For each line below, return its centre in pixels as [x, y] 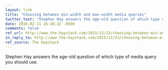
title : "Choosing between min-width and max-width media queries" [76, 14]
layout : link [19, 10]
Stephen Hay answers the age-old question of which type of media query [81, 56]
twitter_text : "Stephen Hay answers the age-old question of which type [82, 19]
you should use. [22, 62]
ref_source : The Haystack [32, 42]
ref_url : [14, 33]
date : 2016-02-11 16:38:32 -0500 [40, 24]
